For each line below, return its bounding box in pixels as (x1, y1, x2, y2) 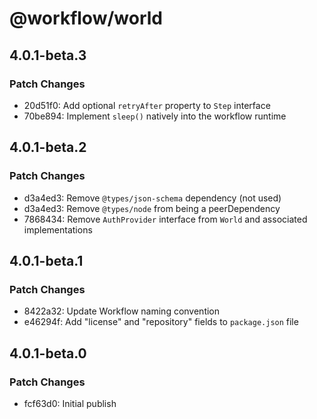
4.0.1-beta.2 (9, 139, 87, 156)
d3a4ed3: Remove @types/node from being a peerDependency (23, 202, 281, 214)
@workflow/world (9, 7, 163, 30)
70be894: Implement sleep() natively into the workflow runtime (23, 110, 287, 122)
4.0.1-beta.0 (9, 345, 87, 362)
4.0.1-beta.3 (9, 47, 87, 64)
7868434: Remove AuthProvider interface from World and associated (23, 213, 308, 225)
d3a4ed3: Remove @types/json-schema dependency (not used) (23, 192, 282, 204)
